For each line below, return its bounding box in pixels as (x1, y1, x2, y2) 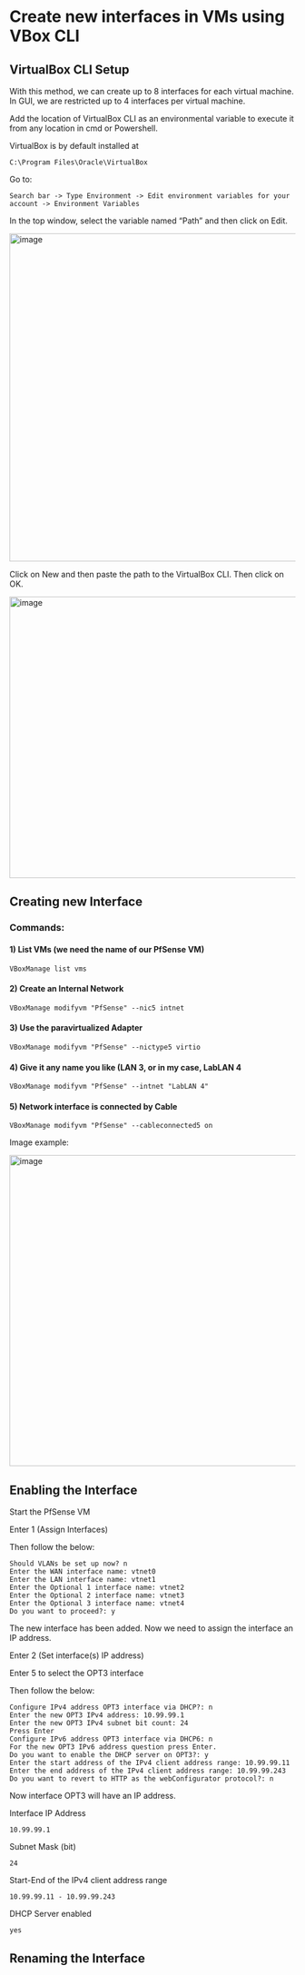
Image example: (9, 1137, 70, 1148)
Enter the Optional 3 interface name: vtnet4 (9, 1599, 184, 1608)
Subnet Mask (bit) (9, 1842, 77, 1852)
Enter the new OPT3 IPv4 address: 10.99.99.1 (9, 1711, 184, 1720)
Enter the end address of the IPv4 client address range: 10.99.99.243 (9, 1766, 286, 1776)
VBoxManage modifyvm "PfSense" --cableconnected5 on (9, 1121, 213, 1131)
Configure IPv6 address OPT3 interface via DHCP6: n (9, 1734, 213, 1744)
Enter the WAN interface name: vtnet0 (9, 1567, 156, 1576)
